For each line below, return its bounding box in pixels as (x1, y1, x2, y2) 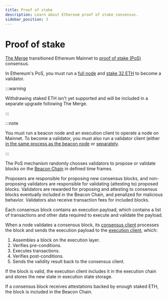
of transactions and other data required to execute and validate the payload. (5, 212, 163, 218)
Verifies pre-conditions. (12, 242, 62, 248)
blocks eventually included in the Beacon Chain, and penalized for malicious (5, 191, 163, 197)
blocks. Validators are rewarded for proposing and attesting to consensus (5, 186, 157, 192)
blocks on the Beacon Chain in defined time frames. (5, 166, 113, 172)
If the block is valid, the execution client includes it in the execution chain (5, 268, 157, 274)
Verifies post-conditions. (12, 253, 64, 259)
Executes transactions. (12, 248, 60, 254)
